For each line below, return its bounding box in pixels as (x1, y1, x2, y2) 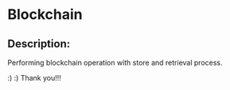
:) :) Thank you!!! (7, 73, 61, 82)
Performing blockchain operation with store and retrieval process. (7, 58, 224, 67)
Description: (7, 37, 71, 51)
